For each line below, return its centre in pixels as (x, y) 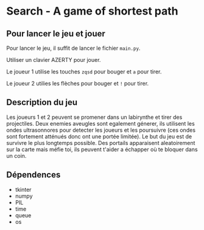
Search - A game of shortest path (92, 11)
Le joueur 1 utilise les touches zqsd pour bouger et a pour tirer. (84, 72)
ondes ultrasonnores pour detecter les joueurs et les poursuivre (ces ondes (101, 130)
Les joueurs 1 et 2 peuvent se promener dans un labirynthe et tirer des (94, 117)
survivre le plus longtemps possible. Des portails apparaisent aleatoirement (101, 143)
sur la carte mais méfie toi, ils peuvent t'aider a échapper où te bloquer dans (102, 149)
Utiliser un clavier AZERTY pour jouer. (54, 60)
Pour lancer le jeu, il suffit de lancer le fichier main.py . (73, 48)
